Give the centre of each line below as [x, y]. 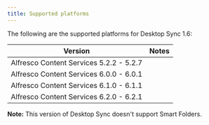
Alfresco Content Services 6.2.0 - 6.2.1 [76, 96]
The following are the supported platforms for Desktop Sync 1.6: [100, 34]
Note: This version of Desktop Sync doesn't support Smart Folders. [104, 114]
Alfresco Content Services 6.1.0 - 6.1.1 [76, 85]
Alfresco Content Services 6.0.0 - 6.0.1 [76, 74]
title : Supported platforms [48, 14]
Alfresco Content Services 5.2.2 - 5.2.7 [76, 62]
